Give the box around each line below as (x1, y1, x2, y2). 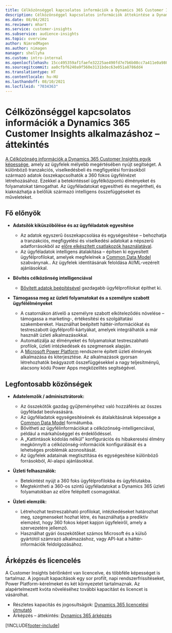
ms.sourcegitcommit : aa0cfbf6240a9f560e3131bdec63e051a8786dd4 (5, 65, 143, 70)
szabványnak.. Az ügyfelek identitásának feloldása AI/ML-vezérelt (20, 260, 160, 266)
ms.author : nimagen (5, 46, 47, 51)
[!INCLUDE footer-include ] (5, 622, 60, 628)
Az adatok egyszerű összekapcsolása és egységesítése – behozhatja (20, 232, 167, 239)
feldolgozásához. (47, 541, 83, 547)
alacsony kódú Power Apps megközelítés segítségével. (20, 365, 137, 371)
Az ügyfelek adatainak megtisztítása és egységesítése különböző (20, 452, 159, 458)
